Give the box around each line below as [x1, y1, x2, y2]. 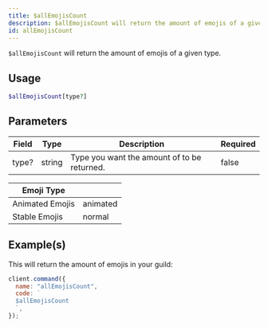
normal [82, 211, 109, 222]
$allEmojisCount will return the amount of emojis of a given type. [8, 49, 222, 58]
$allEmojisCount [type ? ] [8, 93, 88, 100]
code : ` [15, 290, 41, 297]
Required [220, 138, 256, 149]
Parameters [8, 115, 68, 128]
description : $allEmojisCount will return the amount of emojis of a [8, 19, 245, 27]
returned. [70, 161, 105, 172]
